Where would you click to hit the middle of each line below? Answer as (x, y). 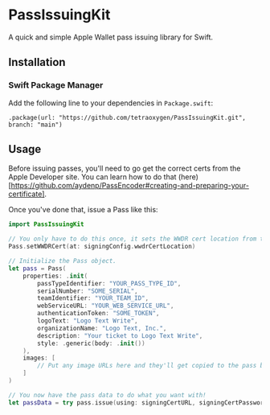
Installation (37, 62)
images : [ (39, 358)
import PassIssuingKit (46, 224)
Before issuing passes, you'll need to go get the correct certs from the (125, 168)
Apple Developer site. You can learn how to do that (92, 177)
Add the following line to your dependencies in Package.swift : (111, 103)
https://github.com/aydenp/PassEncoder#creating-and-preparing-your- (130, 186)
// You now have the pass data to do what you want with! (107, 395)
